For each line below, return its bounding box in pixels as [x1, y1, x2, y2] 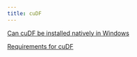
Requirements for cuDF [7, 42, 74, 50]
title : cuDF [7, 10, 42, 17]
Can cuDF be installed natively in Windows [7, 29, 130, 37]
